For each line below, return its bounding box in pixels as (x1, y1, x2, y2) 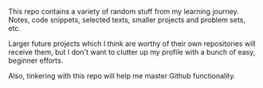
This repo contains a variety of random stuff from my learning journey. (8, 7, 239, 16)
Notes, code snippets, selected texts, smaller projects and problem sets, (8, 15, 245, 25)
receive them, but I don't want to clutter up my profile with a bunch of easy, (8, 48, 256, 56)
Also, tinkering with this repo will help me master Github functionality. (8, 71, 236, 80)
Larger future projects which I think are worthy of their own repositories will (8, 39, 256, 48)
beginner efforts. (8, 55, 64, 65)
